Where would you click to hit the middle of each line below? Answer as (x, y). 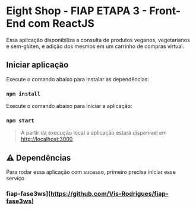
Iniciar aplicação (37, 65)
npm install (23, 94)
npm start (20, 120)
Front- (165, 11)
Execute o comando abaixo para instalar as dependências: (78, 79)
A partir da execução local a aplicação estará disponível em (94, 133)
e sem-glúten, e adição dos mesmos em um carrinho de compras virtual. (95, 46)
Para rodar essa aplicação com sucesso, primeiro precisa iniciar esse (91, 172)
